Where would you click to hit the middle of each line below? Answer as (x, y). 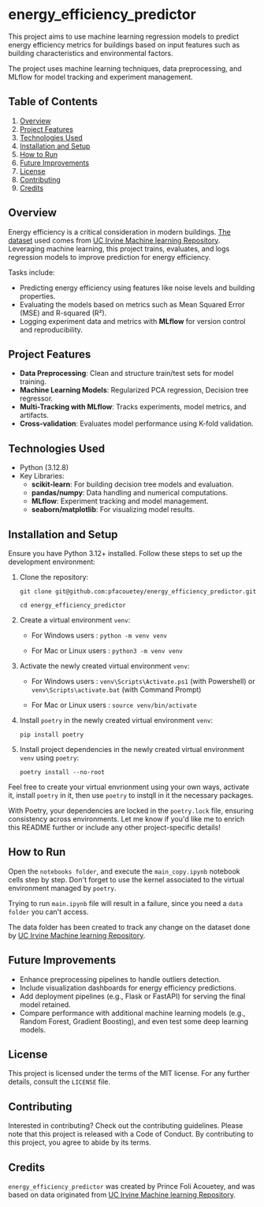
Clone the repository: (54, 577)
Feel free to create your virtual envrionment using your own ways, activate (129, 787)
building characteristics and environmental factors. (91, 53)
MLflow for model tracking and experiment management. (100, 77)
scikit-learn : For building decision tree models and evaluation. (132, 484)
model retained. (45, 1004)
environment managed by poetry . (62, 888)
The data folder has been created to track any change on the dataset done (129, 927)
